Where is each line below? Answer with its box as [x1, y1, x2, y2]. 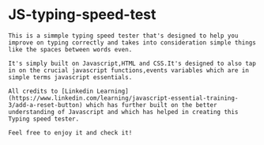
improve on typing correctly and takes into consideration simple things [8, 38, 257, 47]
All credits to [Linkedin [8, 87, 93, 95]
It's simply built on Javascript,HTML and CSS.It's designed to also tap [8, 59, 257, 67]
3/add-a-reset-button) [8, 101, 83, 109]
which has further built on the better [85, 101, 217, 109]
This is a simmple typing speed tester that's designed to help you [8, 32, 239, 40]
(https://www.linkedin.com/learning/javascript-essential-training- [8, 93, 239, 102]
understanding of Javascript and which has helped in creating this [8, 108, 239, 116]
